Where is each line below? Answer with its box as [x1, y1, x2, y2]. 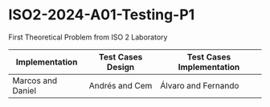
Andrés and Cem [88, 80, 153, 91]
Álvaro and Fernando [160, 80, 239, 91]
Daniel [12, 84, 37, 96]
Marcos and [12, 75, 58, 86]
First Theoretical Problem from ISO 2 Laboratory [8, 32, 168, 42]
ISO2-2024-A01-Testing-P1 [8, 6, 195, 24]
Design [107, 61, 135, 72]
